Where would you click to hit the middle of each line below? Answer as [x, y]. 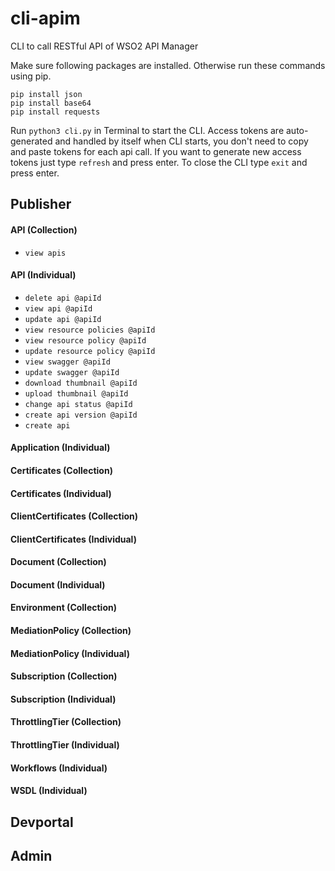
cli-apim [45, 18]
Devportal [42, 822]
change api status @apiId [78, 404]
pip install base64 [51, 103]
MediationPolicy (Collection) [71, 631]
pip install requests [55, 112]
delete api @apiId [63, 298]
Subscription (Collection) [64, 676]
